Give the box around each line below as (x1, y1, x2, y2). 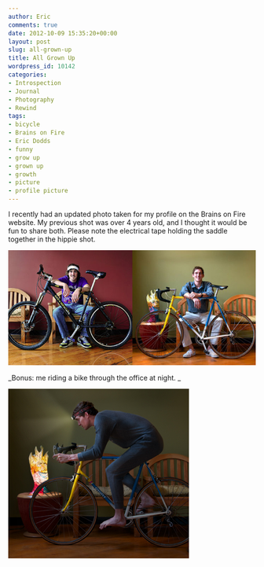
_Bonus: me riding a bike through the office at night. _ (8, 374, 181, 382)
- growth (8, 170, 37, 179)
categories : (8, 71, 47, 79)
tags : (8, 112, 26, 120)
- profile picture (8, 187, 68, 195)
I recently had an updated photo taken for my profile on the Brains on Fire (8, 209, 246, 219)
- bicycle (8, 120, 41, 129)
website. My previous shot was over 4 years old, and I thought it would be (8, 218, 247, 227)
